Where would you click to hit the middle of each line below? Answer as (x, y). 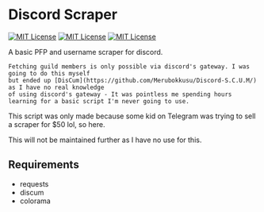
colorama (35, 201)
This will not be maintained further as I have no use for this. (105, 140)
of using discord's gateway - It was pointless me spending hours (120, 94)
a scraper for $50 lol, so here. (57, 124)
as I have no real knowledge (56, 87)
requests (34, 183)
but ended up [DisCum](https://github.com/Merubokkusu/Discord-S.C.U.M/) (133, 80)
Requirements (44, 165)
